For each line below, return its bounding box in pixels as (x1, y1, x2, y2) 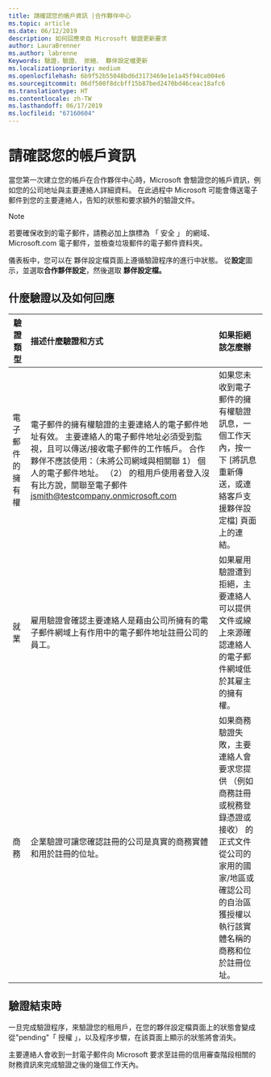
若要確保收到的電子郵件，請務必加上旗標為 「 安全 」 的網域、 (8, 228, 215, 238)
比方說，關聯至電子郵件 (38, 479, 127, 490)
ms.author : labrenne (8, 49, 78, 57)
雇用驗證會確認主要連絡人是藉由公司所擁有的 (30, 615, 200, 626)
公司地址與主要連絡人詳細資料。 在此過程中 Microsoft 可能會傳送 (29, 185, 244, 195)
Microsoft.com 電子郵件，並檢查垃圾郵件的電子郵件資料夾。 (8, 238, 207, 247)
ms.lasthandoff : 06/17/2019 (8, 102, 103, 110)
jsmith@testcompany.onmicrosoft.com (30, 490, 177, 501)
